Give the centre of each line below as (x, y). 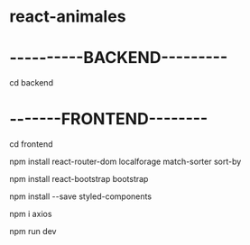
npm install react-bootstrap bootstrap (79, 179)
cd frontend (31, 144)
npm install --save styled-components (80, 196)
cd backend (32, 83)
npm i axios (31, 214)
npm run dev (33, 231)
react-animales (68, 17)
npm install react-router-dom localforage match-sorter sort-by (125, 162)
